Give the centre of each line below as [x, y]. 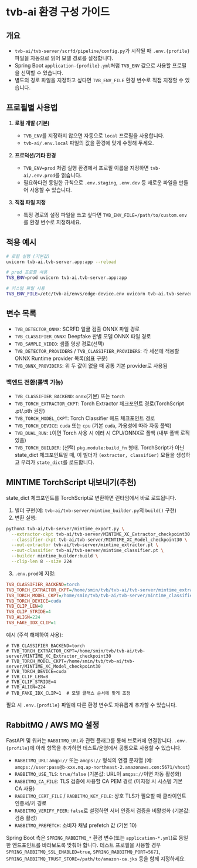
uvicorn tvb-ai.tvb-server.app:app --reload [61, 262]
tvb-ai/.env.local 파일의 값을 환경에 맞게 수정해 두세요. [89, 143]
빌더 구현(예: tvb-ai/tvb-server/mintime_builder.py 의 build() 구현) [96, 510]
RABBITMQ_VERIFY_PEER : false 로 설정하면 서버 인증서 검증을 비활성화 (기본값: [102, 810]
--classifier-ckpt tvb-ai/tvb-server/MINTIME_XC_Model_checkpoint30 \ [99, 540]
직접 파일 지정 [30, 202]
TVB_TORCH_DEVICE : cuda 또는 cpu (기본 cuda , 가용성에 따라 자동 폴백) [93, 425]
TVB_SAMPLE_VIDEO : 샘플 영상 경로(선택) [59, 344]
